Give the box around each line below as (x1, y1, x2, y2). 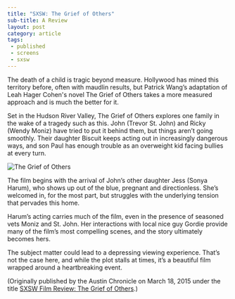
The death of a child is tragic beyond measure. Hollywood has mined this (7, 75, 220, 84)
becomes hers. (7, 234, 51, 243)
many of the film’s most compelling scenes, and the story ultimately (7, 227, 203, 236)
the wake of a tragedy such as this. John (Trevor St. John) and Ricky (7, 119, 206, 127)
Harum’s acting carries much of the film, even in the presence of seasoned (7, 212, 224, 220)
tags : (7, 37, 23, 44)
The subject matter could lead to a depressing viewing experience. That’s (7, 248, 220, 257)
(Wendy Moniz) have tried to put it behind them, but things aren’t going (7, 126, 213, 134)
